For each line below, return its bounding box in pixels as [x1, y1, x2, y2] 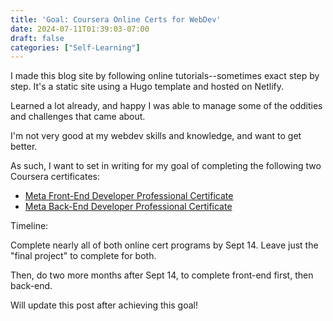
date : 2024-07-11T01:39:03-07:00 [10, 24, 150, 34]
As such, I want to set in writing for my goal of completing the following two [10, 160, 322, 172]
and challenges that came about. [10, 111, 146, 123]
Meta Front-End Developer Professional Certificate [24, 190, 234, 202]
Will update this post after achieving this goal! [10, 299, 199, 311]
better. [10, 141, 38, 153]
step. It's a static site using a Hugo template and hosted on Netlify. [10, 81, 284, 93]
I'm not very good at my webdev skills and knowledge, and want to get [10, 130, 302, 142]
